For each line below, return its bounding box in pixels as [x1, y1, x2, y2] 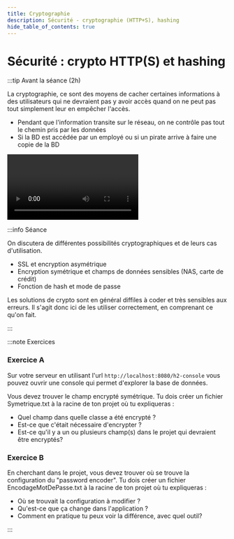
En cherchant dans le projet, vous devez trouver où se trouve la [7, 468, 190, 477]
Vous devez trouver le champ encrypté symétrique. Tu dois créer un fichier [7, 392, 224, 400]
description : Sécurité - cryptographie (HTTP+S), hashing [7, 17, 180, 24]
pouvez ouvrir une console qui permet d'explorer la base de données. [7, 378, 208, 387]
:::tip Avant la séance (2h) [7, 76, 81, 84]
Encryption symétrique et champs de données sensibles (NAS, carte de [17, 267, 224, 276]
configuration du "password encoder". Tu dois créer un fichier [7, 475, 187, 484]
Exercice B [7, 452, 44, 462]
